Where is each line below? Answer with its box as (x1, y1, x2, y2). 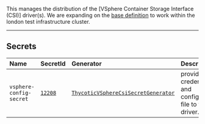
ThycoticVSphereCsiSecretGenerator (71, 89, 175, 96)
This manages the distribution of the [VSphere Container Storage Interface (6, 5, 194, 12)
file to (181, 100, 197, 108)
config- (9, 89, 32, 96)
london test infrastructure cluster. (6, 18, 90, 25)
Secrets (6, 41, 37, 52)
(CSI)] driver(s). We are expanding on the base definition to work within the (6, 12, 195, 19)
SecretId (40, 59, 66, 67)
